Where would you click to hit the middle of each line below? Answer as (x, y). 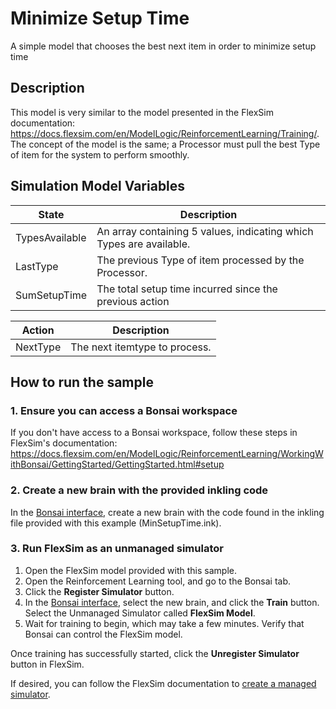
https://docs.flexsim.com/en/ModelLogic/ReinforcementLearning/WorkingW (167, 454)
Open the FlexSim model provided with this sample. (130, 570)
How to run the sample (82, 382)
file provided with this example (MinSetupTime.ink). (116, 523)
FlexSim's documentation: (64, 443)
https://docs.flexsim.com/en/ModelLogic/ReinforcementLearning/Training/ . (165, 133)
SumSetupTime (51, 295)
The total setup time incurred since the (187, 289)
